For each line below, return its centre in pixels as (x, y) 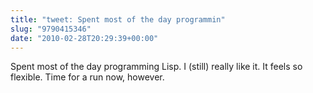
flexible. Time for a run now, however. (87, 77)
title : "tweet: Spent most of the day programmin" (118, 19)
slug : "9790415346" (51, 29)
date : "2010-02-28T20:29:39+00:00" (84, 38)
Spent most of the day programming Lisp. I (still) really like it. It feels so (156, 67)
